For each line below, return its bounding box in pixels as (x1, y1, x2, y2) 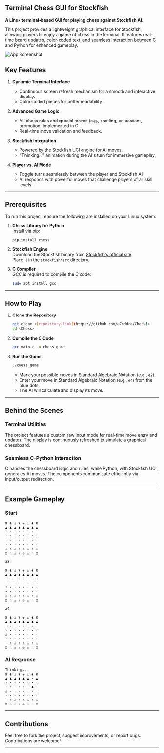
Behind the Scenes (5, 406, 63, 414)
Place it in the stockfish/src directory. (12, 257, 90, 263)
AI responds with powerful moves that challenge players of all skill (19, 176, 153, 182)
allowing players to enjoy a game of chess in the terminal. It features (5, 31, 143, 37)
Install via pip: (12, 228, 41, 234)
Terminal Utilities (5, 421, 46, 428)
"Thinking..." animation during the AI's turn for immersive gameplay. (19, 152, 156, 158)
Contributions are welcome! (5, 738, 61, 744)
